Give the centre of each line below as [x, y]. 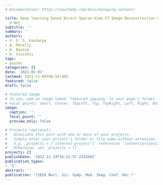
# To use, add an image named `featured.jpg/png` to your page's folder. [81, 99]
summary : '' [17, 32]
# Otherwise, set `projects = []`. [43, 148]
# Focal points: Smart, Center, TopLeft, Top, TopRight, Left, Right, [78, 103]
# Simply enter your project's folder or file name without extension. [81, 139]
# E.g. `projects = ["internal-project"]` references [63, 143]
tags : [10, 58]
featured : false [21, 81]
